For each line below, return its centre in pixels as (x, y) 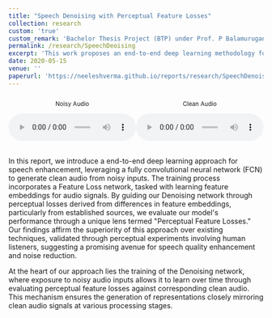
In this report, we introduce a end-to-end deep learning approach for (123, 161)
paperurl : (25, 76)
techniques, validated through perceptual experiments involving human (127, 238)
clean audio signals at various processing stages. (91, 305)
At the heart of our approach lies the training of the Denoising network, (127, 271)
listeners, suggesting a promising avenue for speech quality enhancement (132, 247)
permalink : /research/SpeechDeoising (72, 46)
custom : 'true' (34, 31)
